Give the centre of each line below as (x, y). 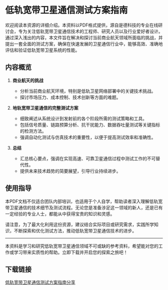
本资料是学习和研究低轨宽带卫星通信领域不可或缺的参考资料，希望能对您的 (82, 246)
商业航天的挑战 (28, 80)
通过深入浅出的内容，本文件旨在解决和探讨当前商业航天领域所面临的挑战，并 (84, 37)
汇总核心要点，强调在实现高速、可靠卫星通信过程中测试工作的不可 (88, 158)
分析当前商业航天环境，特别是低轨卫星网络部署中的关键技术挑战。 (88, 91)
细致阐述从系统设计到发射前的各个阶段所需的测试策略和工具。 (83, 118)
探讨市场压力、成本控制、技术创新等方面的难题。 (70, 97)
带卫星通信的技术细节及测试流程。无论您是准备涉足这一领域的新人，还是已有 (84, 207)
